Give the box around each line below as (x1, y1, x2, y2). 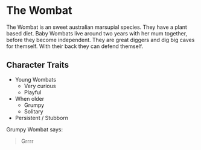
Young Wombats (14, 76, 56, 83)
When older (14, 95, 45, 102)
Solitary (24, 107, 43, 115)
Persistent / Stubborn (14, 114, 68, 121)
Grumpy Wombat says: (6, 125, 63, 133)
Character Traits (6, 60, 69, 70)
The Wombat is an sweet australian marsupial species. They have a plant (6, 23, 187, 31)
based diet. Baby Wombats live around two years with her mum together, (6, 29, 188, 37)
